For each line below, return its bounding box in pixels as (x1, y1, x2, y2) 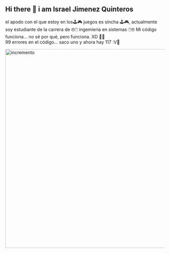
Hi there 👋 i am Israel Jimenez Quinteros (5, 5, 134, 14)
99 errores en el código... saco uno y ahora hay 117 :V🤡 (5, 39, 120, 45)
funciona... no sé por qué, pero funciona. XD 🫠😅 (5, 33, 105, 39)
